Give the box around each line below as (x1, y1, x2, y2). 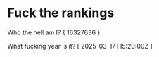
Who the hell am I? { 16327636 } (7, 28, 101, 37)
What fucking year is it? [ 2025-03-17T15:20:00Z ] (7, 42, 153, 50)
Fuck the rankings (7, 5, 115, 21)
